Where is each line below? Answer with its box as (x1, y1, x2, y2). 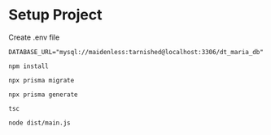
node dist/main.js (8, 119, 71, 127)
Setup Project (8, 6, 103, 24)
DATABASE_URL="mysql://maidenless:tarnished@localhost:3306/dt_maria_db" (8, 48, 264, 56)
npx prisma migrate (8, 76, 75, 84)
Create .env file (8, 32, 60, 42)
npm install (8, 62, 49, 70)
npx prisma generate (8, 91, 79, 99)
